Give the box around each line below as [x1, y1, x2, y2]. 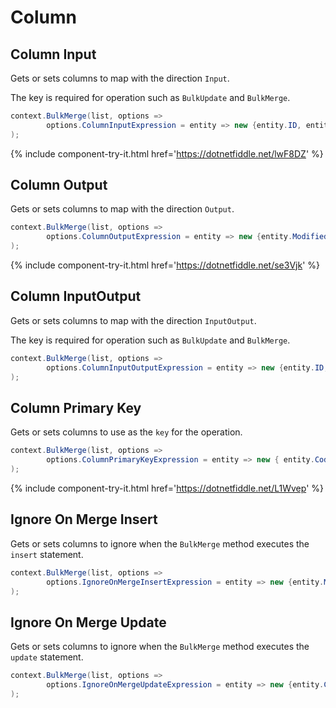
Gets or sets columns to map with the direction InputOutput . [10, 314, 257, 326]
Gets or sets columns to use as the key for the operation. [10, 426, 243, 438]
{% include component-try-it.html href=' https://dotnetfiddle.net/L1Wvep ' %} [10, 482, 324, 494]
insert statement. [10, 548, 84, 560]
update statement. [10, 651, 84, 663]
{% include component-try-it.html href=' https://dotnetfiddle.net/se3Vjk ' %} [10, 259, 321, 271]
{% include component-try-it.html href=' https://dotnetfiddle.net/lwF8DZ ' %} [10, 147, 324, 160]
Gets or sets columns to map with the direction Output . [10, 203, 235, 215]
